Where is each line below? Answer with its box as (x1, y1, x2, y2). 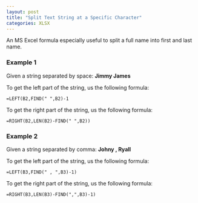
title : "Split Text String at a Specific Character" (6, 15, 142, 21)
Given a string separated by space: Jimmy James (6, 72, 131, 79)
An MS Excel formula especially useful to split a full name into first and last (6, 37, 193, 44)
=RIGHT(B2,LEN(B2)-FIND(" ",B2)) (6, 118, 91, 124)
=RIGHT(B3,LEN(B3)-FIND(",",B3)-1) (6, 191, 96, 198)
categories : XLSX (6, 20, 50, 26)
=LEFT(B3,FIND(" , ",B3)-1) (6, 169, 78, 175)
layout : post (6, 8, 39, 15)
